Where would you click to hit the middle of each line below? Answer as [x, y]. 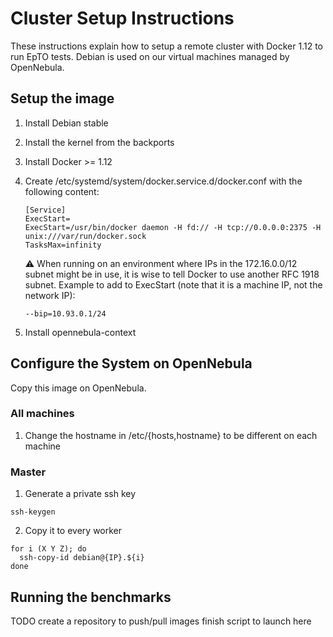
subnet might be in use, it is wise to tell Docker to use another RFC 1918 [172, 274]
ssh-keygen [33, 512]
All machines [42, 414]
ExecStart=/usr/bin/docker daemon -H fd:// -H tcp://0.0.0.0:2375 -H [173, 227]
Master [28, 472]
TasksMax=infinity [63, 245]
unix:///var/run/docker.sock [85, 236]
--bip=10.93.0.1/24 [65, 313]
